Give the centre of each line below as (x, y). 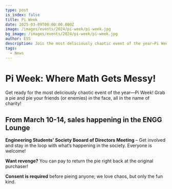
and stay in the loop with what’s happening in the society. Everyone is (79, 146)
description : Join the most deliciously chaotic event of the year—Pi (82, 44)
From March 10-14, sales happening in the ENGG (84, 119)
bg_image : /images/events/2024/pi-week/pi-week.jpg (61, 34)
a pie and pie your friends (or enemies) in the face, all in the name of (78, 98)
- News (17, 53)
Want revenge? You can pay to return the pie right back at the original (79, 161)
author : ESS (18, 39)
